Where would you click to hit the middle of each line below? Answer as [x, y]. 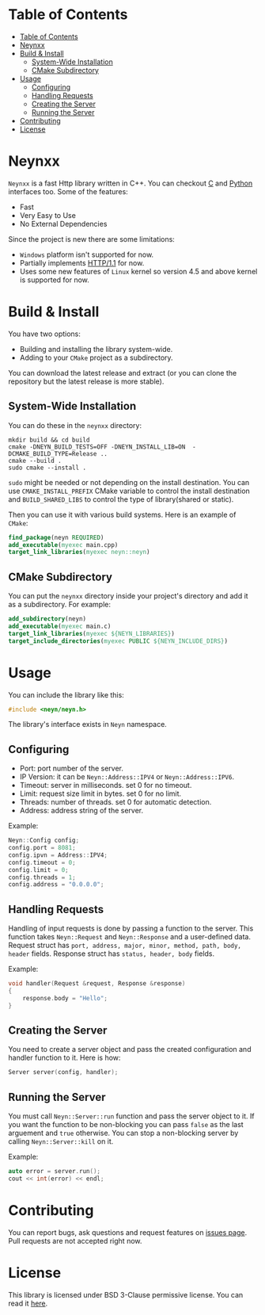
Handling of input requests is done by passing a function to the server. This [131, 928]
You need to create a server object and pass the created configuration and [130, 1049]
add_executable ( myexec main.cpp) [63, 545]
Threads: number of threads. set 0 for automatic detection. [115, 802]
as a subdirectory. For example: [60, 605]
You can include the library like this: [66, 694]
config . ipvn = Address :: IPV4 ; [58, 855]
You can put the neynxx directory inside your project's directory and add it [128, 596]
